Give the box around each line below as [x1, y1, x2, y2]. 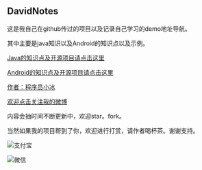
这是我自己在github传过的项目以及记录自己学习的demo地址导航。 [7, 24, 192, 33]
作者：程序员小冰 [7, 82, 55, 91]
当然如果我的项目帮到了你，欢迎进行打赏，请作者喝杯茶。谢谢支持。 [7, 126, 199, 134]
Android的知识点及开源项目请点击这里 [7, 68, 114, 76]
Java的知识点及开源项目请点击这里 [7, 53, 105, 62]
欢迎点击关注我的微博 [7, 97, 67, 106]
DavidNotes [7, 5, 59, 17]
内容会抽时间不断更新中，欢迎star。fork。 [7, 112, 125, 120]
